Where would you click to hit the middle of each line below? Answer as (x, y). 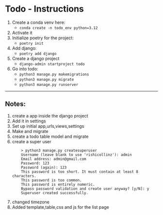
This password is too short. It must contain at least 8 (80, 172)
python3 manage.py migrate (47, 79)
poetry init (31, 43)
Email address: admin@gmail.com (54, 159)
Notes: (15, 104)
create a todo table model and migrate (50, 136)
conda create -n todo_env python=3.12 (58, 28)
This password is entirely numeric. (58, 184)
